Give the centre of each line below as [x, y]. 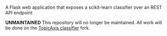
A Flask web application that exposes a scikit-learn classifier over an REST [84, 7]
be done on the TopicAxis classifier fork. [48, 28]
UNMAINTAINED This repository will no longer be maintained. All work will [84, 23]
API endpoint [19, 13]
